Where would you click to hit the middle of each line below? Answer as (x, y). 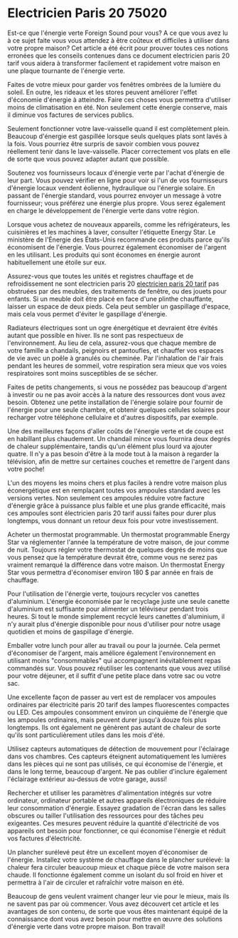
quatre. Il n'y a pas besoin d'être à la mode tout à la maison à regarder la (113, 453)
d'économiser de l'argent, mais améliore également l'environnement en (112, 653)
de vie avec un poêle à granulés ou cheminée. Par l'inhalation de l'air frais (115, 358)
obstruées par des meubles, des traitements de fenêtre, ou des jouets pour (117, 291)
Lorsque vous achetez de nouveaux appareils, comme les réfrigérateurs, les (119, 224)
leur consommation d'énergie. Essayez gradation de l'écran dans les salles (117, 808)
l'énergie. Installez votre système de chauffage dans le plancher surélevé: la (119, 860)
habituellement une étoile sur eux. (57, 262)
